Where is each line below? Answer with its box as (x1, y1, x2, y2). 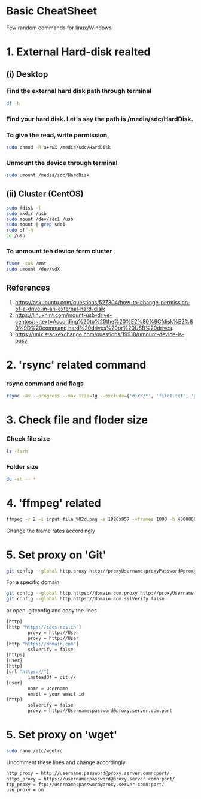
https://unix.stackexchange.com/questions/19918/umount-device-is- (14, 330, 184, 337)
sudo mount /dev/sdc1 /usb (6, 216, 74, 222)
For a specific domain (6, 579, 60, 586)
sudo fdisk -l (6, 205, 42, 211)
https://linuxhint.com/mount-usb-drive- (14, 311, 112, 319)
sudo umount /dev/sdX (6, 266, 60, 273)
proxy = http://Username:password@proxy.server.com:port (28, 708, 172, 714)
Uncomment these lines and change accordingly (6, 758, 126, 766)
